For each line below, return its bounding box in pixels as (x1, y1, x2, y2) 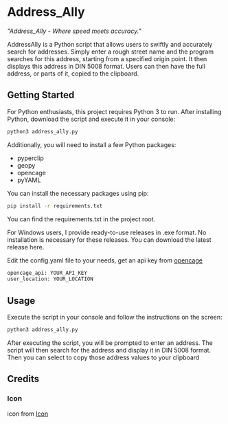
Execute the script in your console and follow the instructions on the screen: (7, 313, 223, 322)
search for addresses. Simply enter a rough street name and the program (7, 47, 214, 56)
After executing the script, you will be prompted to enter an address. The (7, 338, 213, 347)
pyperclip (16, 154, 45, 162)
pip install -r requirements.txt (7, 202, 103, 210)
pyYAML (16, 176, 41, 184)
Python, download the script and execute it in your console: (7, 115, 176, 123)
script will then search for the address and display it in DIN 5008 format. (7, 346, 212, 354)
